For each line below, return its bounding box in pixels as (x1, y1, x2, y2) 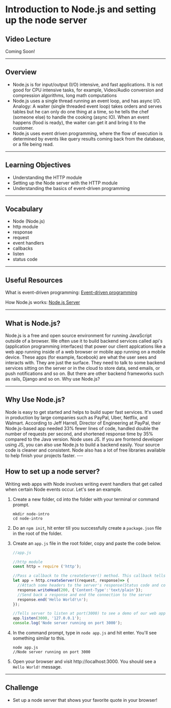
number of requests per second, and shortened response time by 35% (5, 431, 154, 437)
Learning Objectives (5, 161, 71, 170)
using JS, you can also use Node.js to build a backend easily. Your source (5, 441, 160, 447)
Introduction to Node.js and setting (5, 4, 156, 15)
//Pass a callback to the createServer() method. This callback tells (12, 573, 166, 578)
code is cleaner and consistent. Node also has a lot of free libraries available (5, 447, 165, 453)
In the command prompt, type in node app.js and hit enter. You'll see (12, 630, 157, 636)
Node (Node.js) (12, 218, 45, 224)
